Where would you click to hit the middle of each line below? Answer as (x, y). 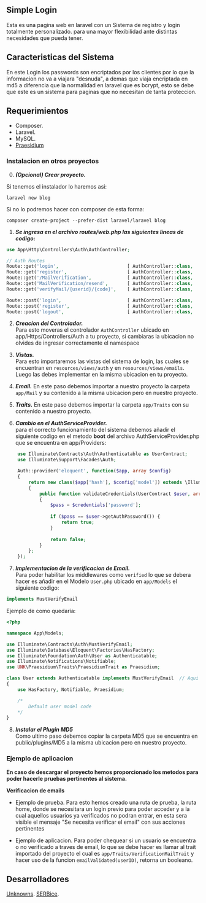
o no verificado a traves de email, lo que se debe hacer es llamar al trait (105, 846)
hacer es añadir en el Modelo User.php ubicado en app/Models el (96, 581)
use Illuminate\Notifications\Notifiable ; (61, 662)
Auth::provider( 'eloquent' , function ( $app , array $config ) (94, 471)
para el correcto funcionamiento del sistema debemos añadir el (95, 430)
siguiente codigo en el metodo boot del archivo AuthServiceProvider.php (107, 436)
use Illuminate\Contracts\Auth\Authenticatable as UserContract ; (103, 454)
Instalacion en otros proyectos (53, 161)
